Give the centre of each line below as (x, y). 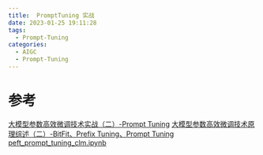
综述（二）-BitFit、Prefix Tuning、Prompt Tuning (94, 134)
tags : (17, 30)
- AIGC (26, 52)
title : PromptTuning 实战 (51, 15)
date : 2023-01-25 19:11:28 (53, 23)
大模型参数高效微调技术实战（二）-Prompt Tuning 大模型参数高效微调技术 (128, 124)
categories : (28, 45)
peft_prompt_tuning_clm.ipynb (57, 142)
